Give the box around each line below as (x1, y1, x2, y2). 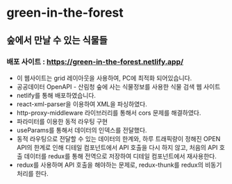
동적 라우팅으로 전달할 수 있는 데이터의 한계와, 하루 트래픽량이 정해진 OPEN (16, 134, 221, 143)
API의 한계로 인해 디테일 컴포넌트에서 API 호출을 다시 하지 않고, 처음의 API (16, 143, 218, 151)
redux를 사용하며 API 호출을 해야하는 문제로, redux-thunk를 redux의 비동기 (16, 160, 222, 169)
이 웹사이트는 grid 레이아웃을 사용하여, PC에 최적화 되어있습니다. (16, 74, 192, 82)
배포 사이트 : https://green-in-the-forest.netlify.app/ (6, 57, 184, 67)
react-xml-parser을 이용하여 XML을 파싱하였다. (16, 99, 147, 108)
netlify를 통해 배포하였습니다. (16, 91, 97, 99)
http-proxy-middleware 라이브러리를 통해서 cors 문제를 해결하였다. (16, 108, 201, 117)
